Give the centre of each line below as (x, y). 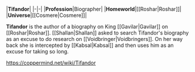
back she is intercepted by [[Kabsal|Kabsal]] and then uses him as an (90, 45)
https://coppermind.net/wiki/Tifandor (51, 63)
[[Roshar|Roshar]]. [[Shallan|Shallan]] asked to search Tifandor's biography (97, 33)
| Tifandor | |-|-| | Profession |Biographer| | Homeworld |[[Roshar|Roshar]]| (94, 9)
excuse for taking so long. (38, 52)
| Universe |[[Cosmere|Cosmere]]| (46, 15)
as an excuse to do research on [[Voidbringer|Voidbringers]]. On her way (95, 39)
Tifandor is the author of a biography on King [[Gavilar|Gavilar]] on (87, 27)
